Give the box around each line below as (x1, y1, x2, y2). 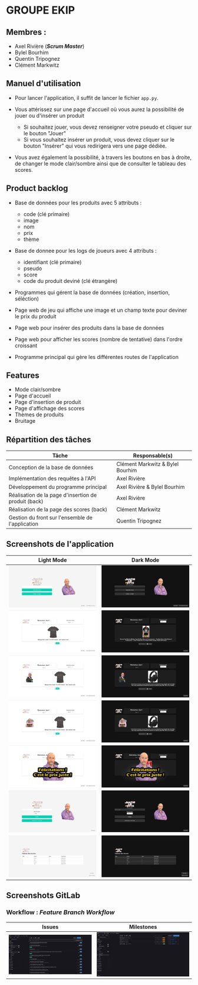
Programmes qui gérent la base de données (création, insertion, (14, 289, 170, 296)
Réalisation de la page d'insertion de (8, 491, 97, 498)
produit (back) (8, 497, 44, 505)
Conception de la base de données (8, 464, 94, 471)
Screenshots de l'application (6, 539, 114, 549)
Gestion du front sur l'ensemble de (8, 514, 93, 521)
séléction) (14, 295, 39, 302)
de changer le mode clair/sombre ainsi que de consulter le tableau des (14, 160, 186, 167)
